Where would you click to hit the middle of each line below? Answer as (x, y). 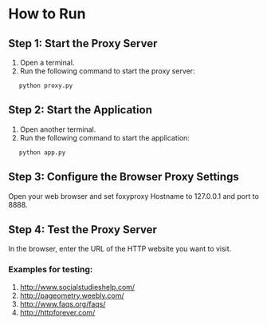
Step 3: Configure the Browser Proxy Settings (124, 177)
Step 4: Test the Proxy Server (83, 230)
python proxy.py (46, 85)
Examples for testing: (51, 270)
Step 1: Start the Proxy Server (83, 44)
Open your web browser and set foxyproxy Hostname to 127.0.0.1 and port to (133, 196)
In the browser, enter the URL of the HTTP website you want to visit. (120, 249)
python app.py (42, 153)
